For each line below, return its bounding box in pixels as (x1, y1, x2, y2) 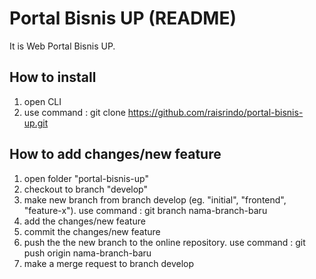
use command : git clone (23, 106, 126, 118)
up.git (23, 117, 49, 129)
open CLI (23, 95, 62, 107)
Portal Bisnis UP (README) (9, 7, 237, 30)
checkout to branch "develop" (23, 183, 148, 195)
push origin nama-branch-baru (23, 247, 152, 259)
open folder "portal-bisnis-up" (23, 172, 149, 184)
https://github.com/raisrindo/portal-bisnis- (127, 106, 304, 118)
